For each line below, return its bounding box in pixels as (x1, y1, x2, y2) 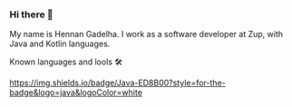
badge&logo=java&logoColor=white (9, 87, 143, 98)
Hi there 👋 (9, 8, 54, 21)
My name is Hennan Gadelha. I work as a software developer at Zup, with (9, 29, 284, 40)
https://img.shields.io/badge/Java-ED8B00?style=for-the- (9, 77, 226, 89)
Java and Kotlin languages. (9, 38, 111, 49)
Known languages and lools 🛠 (9, 56, 123, 67)
